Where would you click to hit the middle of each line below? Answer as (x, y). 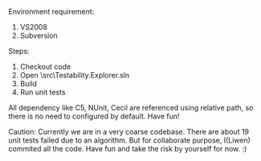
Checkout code (45, 66)
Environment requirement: (51, 12)
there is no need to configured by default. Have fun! (94, 116)
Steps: (19, 51)
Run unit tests (43, 92)
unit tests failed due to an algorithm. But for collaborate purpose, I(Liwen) (130, 140)
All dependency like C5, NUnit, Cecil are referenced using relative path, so (131, 108)
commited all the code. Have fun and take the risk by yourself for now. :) (128, 149)
